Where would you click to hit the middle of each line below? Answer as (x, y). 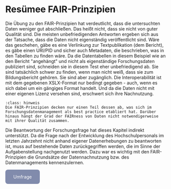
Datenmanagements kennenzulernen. (45, 162)
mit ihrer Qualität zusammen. (38, 120)
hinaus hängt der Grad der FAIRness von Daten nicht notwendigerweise (82, 116)
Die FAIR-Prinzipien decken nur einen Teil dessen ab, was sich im (79, 107)
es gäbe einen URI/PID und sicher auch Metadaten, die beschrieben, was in (85, 50)
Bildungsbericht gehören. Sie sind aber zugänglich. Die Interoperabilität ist (83, 77)
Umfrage (23, 177)
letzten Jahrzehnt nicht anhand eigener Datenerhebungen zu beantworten (83, 141)
